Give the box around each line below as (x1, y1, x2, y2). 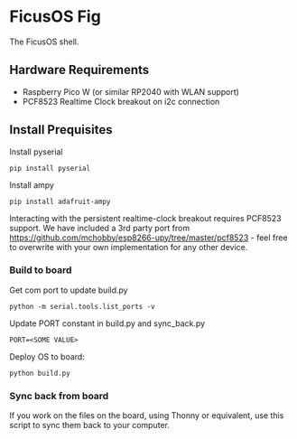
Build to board (9, 264, 72, 276)
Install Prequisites (9, 122, 113, 137)
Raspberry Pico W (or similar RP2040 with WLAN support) (22, 86, 239, 97)
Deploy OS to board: (9, 350, 86, 362)
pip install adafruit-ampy (9, 197, 111, 206)
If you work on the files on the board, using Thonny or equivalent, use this (9, 410, 284, 421)
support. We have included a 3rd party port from (9, 222, 190, 233)
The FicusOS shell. (9, 36, 79, 47)
